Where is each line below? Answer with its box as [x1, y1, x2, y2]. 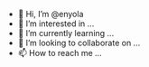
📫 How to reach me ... [17, 48, 102, 58]
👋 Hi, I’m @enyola [17, 9, 84, 19]
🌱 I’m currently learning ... [17, 28, 115, 38]
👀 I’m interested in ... [17, 18, 95, 29]
